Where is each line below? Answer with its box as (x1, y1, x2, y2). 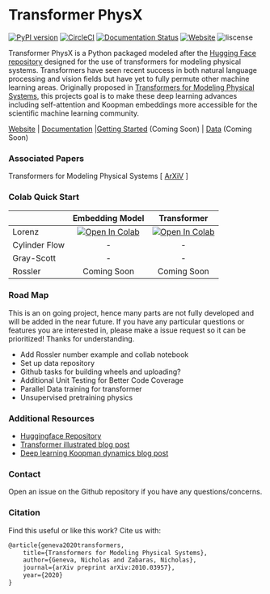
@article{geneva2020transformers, (8, 541, 125, 549)
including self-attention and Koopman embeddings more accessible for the (8, 100, 258, 109)
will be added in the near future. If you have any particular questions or (8, 316, 245, 326)
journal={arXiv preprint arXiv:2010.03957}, (23, 564, 175, 572)
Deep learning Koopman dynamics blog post (19, 448, 169, 458)
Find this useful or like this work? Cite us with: (8, 525, 162, 535)
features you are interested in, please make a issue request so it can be (8, 325, 247, 335)
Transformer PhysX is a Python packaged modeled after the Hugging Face (8, 48, 257, 57)
